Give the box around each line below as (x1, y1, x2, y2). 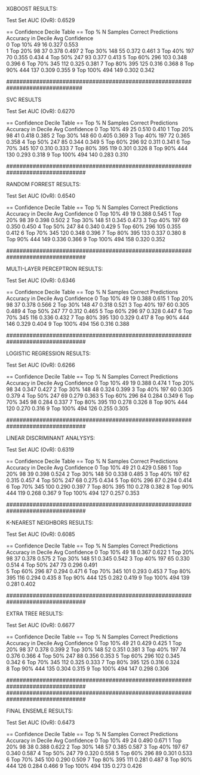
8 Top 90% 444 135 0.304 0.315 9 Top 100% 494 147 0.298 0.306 (6, 665, 170, 672)
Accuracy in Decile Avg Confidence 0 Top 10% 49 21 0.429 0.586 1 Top (6, 464, 182, 471)
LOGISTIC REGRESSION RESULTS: (6, 350, 91, 357)
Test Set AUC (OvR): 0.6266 (6, 362, 76, 368)
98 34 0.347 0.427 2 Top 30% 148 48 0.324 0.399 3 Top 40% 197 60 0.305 (6, 386, 193, 393)
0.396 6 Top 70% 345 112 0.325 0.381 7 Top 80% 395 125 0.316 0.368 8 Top (6, 60, 194, 67)
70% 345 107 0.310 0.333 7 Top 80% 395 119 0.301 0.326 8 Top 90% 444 (6, 145, 188, 152)
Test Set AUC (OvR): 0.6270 (6, 108, 75, 114)
